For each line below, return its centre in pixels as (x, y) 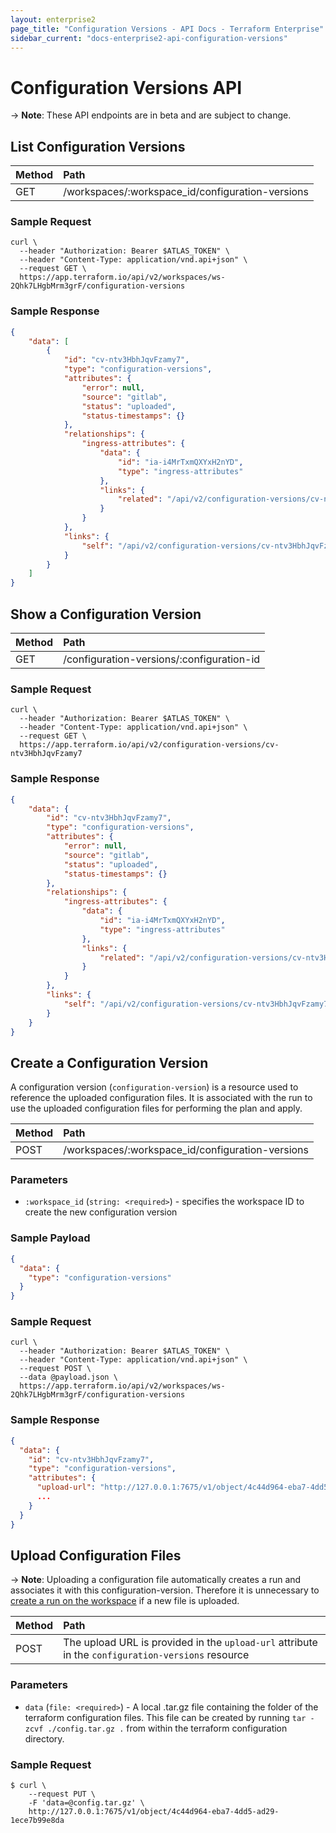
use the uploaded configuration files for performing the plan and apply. (156, 1108)
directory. (44, 1738)
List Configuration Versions (98, 146)
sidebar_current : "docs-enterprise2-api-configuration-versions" (149, 38)
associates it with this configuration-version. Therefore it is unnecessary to (165, 1590)
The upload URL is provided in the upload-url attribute (190, 1643)
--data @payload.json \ (68, 1377)
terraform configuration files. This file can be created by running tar (165, 1717)
